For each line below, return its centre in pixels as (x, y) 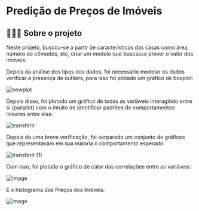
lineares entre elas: (30, 114)
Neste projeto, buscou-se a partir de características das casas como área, (98, 47)
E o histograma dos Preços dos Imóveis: (56, 190)
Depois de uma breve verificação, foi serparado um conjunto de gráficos (96, 137)
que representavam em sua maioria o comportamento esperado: (86, 143)
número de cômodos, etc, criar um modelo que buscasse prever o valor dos (100, 54)
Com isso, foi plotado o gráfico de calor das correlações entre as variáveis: (99, 166)
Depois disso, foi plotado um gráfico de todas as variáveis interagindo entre (99, 101)
